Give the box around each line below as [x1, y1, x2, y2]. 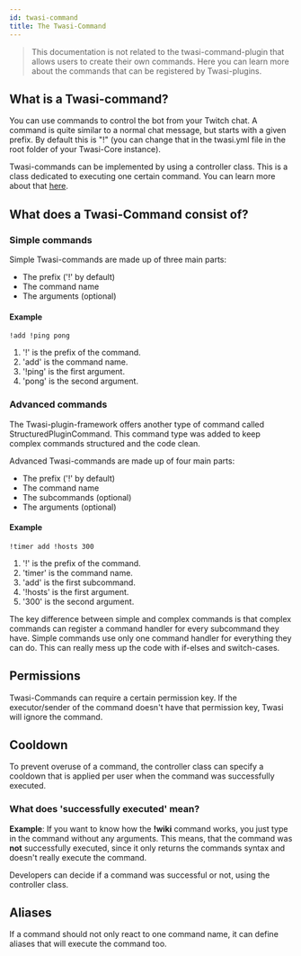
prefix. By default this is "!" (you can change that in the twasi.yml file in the [9, 134, 286, 145]
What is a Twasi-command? [9, 91, 169, 106]
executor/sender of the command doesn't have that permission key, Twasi [9, 701, 284, 712]
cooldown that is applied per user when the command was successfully [9, 771, 276, 781]
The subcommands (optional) [22, 492, 132, 502]
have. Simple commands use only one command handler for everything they [9, 632, 292, 644]
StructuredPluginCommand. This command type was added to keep [9, 428, 261, 439]
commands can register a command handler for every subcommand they [9, 623, 280, 634]
